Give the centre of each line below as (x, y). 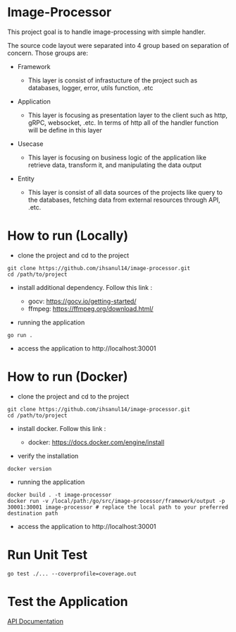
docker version (30, 469)
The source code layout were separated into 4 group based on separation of (118, 45)
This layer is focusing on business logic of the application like (117, 157)
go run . (20, 335)
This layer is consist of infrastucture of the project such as (113, 80)
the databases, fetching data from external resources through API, (124, 200)
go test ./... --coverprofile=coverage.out (72, 573)
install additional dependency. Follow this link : (85, 287)
